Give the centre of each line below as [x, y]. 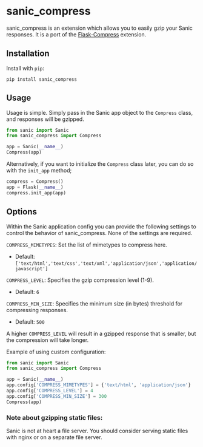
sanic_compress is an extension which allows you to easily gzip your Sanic [99, 28]
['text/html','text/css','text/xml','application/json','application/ [106, 263]
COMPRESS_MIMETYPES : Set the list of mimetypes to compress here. [87, 245]
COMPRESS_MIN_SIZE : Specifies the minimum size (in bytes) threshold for [95, 303]
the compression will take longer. [48, 340]
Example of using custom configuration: [56, 352]
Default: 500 [30, 322]
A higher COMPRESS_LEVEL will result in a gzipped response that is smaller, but [101, 333]
